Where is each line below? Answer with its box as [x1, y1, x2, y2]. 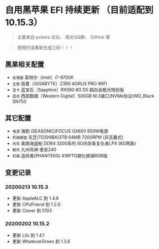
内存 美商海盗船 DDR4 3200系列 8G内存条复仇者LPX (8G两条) [12, 140, 136, 146]
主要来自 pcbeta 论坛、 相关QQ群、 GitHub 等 [17, 34, 110, 40]
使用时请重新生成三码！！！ [17, 44, 74, 50]
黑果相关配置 [5, 60, 44, 69]
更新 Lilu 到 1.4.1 [12, 232, 45, 238]
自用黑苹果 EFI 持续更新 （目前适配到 [5, 4, 154, 16]
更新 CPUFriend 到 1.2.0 [12, 202, 61, 208]
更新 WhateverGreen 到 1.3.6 [12, 238, 70, 244]
